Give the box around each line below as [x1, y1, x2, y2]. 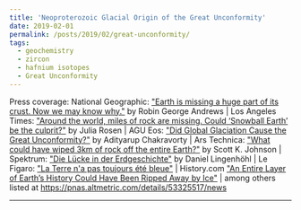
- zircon [17, 55, 50, 64]
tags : [9, 38, 30, 48]
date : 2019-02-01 [9, 22, 74, 31]
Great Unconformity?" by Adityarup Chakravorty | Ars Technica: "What [9, 134, 271, 144]
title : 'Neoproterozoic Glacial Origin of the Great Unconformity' [9, 13, 267, 22]
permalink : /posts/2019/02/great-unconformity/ [9, 30, 191, 39]
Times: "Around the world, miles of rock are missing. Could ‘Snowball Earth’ [9, 115, 288, 126]
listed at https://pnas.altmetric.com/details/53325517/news [9, 181, 227, 193]
